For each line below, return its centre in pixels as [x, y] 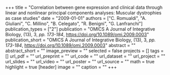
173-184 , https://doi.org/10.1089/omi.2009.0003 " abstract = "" [70, 45]
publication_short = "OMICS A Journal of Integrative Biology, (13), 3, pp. [81, 40]
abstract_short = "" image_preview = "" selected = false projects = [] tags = [84, 51]
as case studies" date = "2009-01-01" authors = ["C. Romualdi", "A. [76, 18]
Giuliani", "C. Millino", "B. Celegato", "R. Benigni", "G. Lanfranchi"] [74, 23]
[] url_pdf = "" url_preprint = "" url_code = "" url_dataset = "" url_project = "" [85, 56]
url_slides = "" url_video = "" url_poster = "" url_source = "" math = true [80, 61]
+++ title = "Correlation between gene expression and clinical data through [84, 7]
